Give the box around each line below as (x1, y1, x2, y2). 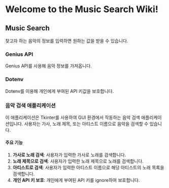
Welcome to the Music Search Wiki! (5, 4, 158, 15)
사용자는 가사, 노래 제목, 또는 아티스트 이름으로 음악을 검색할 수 (24, 121, 149, 127)
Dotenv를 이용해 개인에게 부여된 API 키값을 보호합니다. (5, 88, 114, 94)
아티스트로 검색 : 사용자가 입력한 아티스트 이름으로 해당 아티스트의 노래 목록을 (12, 165, 164, 171)
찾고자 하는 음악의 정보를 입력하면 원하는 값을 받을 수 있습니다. (5, 38, 128, 44)
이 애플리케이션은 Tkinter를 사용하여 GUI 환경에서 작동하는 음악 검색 (5, 114, 141, 120)
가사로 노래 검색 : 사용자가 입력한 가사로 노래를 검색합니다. (12, 152, 126, 158)
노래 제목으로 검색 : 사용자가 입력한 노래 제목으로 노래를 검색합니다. (12, 158, 144, 164)
